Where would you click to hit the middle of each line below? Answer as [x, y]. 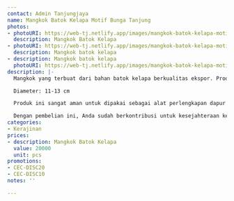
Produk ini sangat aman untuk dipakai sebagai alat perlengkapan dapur [120, 104]
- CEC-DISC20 [26, 168]
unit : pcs [28, 155]
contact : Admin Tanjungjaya [48, 14]
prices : [18, 135]
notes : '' [22, 181]
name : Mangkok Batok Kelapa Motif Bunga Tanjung [79, 20]
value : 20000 [32, 148]
